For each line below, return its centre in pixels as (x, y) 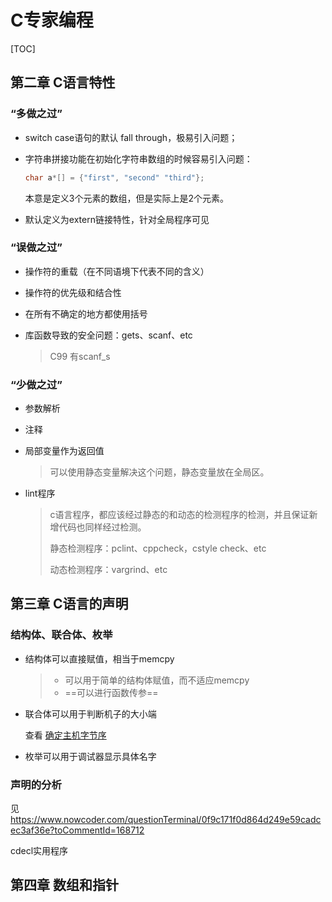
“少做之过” (36, 384)
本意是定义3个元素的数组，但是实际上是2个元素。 (126, 198)
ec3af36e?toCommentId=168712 (77, 830)
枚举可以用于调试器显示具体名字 (90, 756)
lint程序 (40, 493)
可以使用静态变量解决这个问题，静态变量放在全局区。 (159, 472)
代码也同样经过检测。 (102, 527)
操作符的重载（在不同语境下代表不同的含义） (117, 271)
